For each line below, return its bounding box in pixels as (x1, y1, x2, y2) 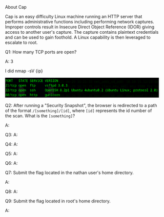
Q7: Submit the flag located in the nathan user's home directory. (5, 170, 134, 175)
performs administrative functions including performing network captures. (5, 19, 155, 24)
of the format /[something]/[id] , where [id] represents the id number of (5, 108, 152, 113)
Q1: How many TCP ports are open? (5, 49, 77, 55)
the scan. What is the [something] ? (5, 112, 75, 119)
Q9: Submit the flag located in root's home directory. (5, 198, 111, 204)
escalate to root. (5, 40, 38, 45)
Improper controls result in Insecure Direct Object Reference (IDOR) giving (5, 24, 155, 30)
